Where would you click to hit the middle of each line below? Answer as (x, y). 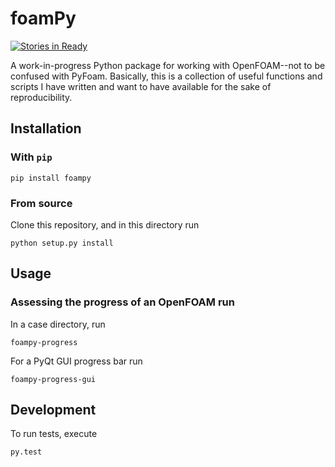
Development (53, 410)
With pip (31, 157)
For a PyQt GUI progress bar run (76, 361)
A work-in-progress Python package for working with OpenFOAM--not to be (168, 65)
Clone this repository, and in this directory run (105, 224)
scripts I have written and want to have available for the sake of (141, 86)
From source (41, 203)
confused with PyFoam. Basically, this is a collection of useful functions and (166, 76)
